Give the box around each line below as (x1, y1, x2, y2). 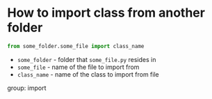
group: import (7, 84, 47, 92)
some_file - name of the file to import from (17, 63, 140, 71)
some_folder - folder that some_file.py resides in (17, 55, 156, 63)
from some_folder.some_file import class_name (7, 43, 145, 49)
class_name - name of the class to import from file (17, 70, 159, 78)
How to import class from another (7, 5, 205, 21)
